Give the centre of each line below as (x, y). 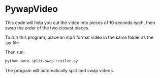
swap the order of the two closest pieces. (47, 27)
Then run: (15, 52)
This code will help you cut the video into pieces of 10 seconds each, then (80, 23)
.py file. (13, 42)
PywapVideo (32, 9)
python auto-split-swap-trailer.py (42, 61)
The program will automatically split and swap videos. (60, 70)
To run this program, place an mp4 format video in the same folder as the (79, 37)
